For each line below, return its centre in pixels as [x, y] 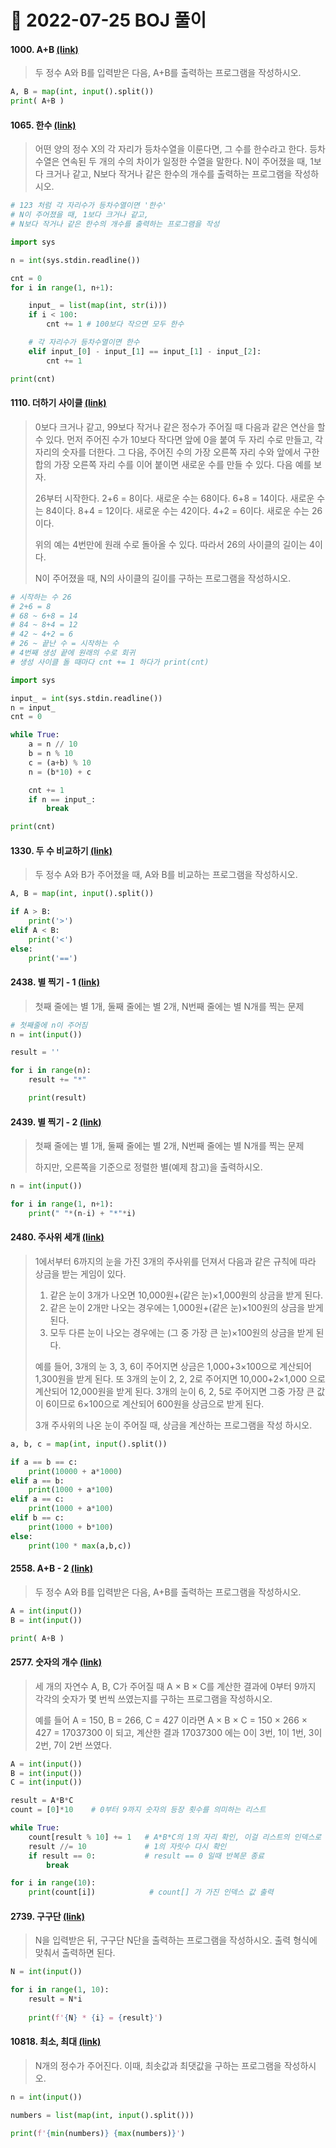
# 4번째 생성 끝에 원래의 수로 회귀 [73, 653]
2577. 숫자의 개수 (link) [56, 1662]
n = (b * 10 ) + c [60, 772]
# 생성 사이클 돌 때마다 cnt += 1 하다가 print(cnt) [110, 662]
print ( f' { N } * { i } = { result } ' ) [95, 2017]
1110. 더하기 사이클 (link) [58, 403]
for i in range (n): [51, 1071]
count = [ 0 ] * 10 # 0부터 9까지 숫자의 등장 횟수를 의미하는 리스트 [138, 1810]
